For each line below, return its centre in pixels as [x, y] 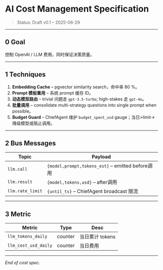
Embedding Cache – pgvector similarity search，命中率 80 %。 [76, 87]
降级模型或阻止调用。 [33, 123]
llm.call [17, 169]
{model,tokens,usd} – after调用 [82, 182]
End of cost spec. [23, 263]
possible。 [23, 111]
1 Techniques [25, 74]
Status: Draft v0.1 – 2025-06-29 [49, 22]
